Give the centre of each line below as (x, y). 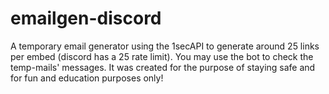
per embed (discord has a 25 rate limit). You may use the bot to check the (162, 56)
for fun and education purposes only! (87, 78)
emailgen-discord (86, 18)
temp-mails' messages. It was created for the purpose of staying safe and (163, 67)
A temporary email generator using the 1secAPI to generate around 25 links (165, 46)
